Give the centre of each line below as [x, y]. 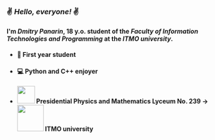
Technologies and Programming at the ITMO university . [90, 39]
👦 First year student [46, 55]
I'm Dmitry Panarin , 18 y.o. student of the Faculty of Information [103, 31]
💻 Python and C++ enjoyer [57, 71]
